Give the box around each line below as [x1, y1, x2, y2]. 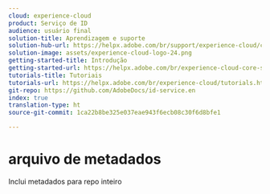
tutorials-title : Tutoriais [8, 71, 103, 79]
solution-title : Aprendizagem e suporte [8, 34, 146, 42]
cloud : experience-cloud [8, 11, 92, 20]
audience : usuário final [8, 26, 92, 34]
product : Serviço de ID [8, 19, 88, 27]
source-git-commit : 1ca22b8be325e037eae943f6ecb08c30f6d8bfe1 [8, 109, 221, 117]
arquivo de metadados [8, 150, 162, 168]
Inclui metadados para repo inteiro [8, 176, 122, 186]
